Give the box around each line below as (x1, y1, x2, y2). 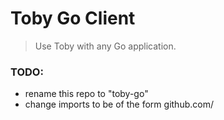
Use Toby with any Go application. (34, 40, 177, 52)
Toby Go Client (10, 7, 136, 30)
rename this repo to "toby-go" (24, 88, 149, 100)
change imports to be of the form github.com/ (24, 98, 214, 111)
